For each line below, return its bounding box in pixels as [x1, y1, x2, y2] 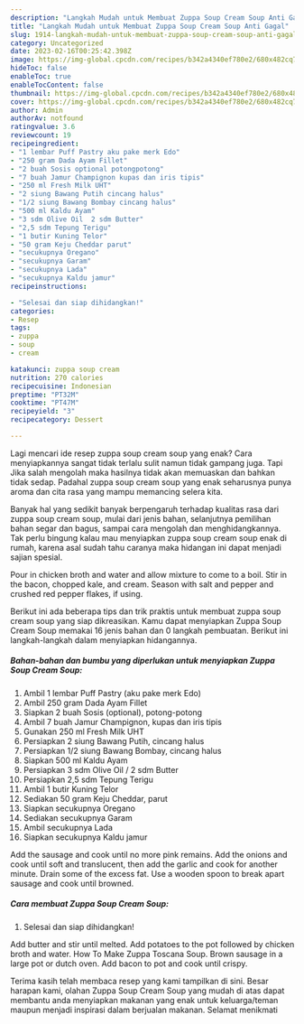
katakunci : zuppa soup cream [10, 365, 120, 374]
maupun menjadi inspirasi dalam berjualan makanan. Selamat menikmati [10, 1004, 279, 1015]
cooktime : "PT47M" [10, 398, 79, 407]
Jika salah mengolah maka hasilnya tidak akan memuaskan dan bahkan [10, 467, 276, 478]
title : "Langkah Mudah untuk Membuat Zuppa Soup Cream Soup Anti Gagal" [10, 22, 290, 31]
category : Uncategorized [10, 38, 104, 48]
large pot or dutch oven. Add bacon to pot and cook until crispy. [10, 958, 248, 969]
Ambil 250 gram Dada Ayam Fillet [23, 697, 148, 708]
